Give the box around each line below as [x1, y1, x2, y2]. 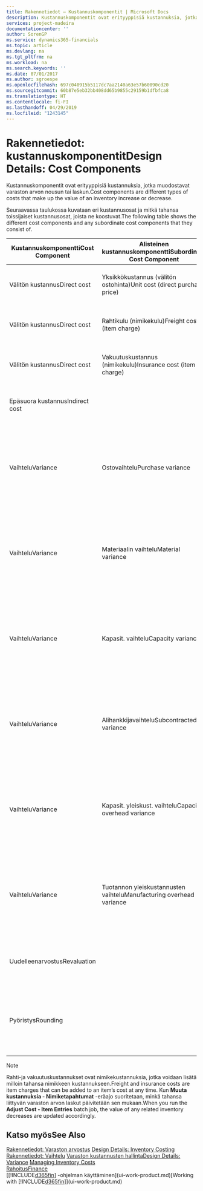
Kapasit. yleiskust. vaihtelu [101, 801, 177, 810]
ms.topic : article [6, 43, 53, 49]
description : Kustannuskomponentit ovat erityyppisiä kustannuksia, [6, 15, 182, 21]
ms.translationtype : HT [6, 93, 66, 99]
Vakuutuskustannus [101, 353, 158, 362]
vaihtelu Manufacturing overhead [101, 890, 195, 899]
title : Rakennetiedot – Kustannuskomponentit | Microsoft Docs [6, 8, 169, 15]
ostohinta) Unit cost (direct [101, 281, 176, 289]
